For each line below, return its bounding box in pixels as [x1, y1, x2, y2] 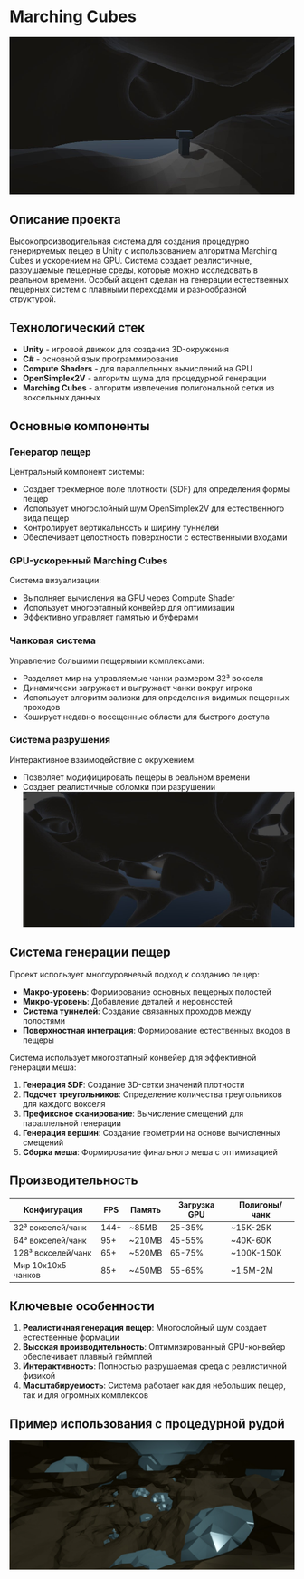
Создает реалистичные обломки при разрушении [22, 781, 216, 792]
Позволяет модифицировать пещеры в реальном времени [22, 772, 251, 783]
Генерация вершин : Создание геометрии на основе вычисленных [22, 1127, 281, 1138]
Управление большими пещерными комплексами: [9, 655, 205, 666]
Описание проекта [9, 211, 121, 227]
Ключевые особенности [9, 1298, 156, 1314]
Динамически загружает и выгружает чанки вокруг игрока [22, 682, 253, 693]
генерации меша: [9, 1062, 77, 1073]
